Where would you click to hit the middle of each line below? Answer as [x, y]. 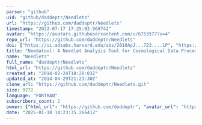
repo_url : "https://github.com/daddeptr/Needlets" [71, 40]
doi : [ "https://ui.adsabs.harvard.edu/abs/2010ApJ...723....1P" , [90, 46]
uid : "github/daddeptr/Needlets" [48, 17]
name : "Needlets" [28, 56]
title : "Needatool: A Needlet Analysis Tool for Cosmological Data [93, 51]
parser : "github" [28, 12]
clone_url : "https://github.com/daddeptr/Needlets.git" [78, 85]
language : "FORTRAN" [32, 96]
